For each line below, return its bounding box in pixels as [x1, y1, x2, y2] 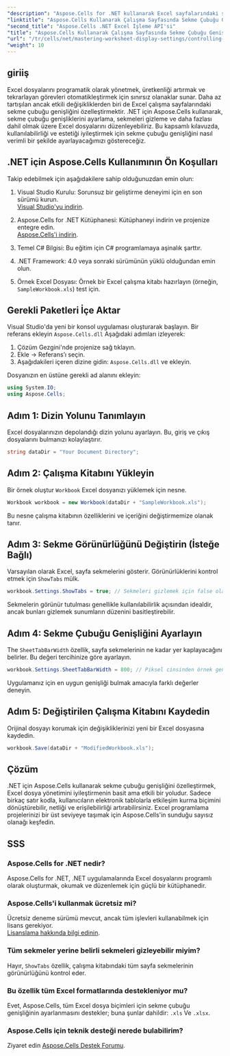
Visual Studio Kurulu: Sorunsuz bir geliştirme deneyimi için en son [16, 188, 203, 196]
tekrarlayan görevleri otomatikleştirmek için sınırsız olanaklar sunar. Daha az [7, 93, 222, 101]
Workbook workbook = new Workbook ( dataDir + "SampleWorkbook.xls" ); [7, 499, 207, 506]
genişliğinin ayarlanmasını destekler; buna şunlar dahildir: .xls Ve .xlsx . [7, 1009, 211, 1017]
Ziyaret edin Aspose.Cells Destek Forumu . [7, 1042, 125, 1050]
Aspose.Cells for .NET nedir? [7, 859, 105, 868]
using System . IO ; [7, 385, 57, 392]
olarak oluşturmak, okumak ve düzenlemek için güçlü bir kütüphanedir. [7, 882, 207, 890]
